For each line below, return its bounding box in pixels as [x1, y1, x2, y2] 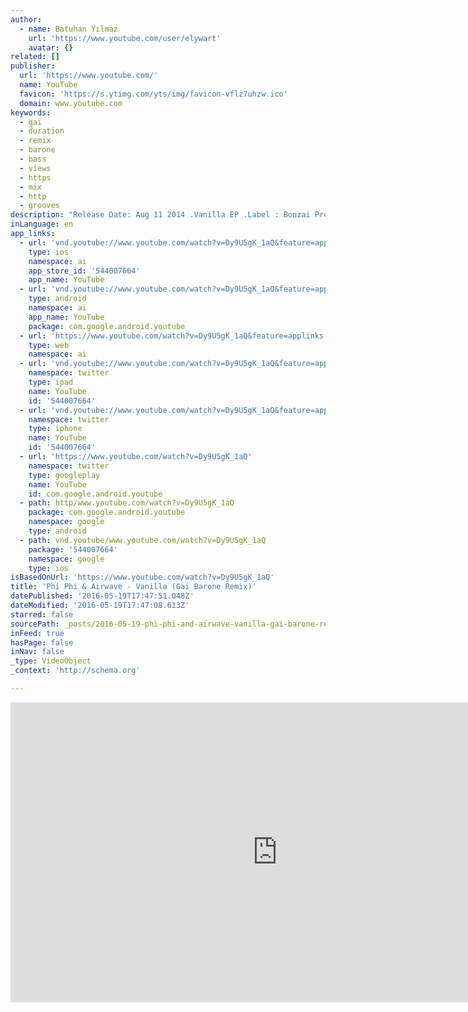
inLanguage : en [10, 219, 74, 230]
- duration [19, 126, 65, 136]
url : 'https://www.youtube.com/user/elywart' [28, 33, 222, 43]
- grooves [19, 201, 60, 211]
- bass [19, 154, 47, 164]
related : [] [10, 52, 60, 62]
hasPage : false [10, 637, 74, 648]
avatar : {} [28, 42, 74, 53]
